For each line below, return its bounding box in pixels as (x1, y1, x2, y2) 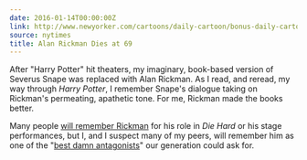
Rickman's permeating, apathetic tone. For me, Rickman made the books (9, 93, 283, 104)
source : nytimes (9, 30, 71, 39)
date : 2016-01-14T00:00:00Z (9, 13, 117, 23)
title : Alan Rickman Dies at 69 (9, 38, 132, 48)
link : (9, 22, 30, 31)
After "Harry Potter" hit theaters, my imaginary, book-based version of (9, 64, 274, 75)
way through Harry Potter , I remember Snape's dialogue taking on (9, 83, 259, 94)
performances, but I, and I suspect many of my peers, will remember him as (9, 130, 294, 142)
